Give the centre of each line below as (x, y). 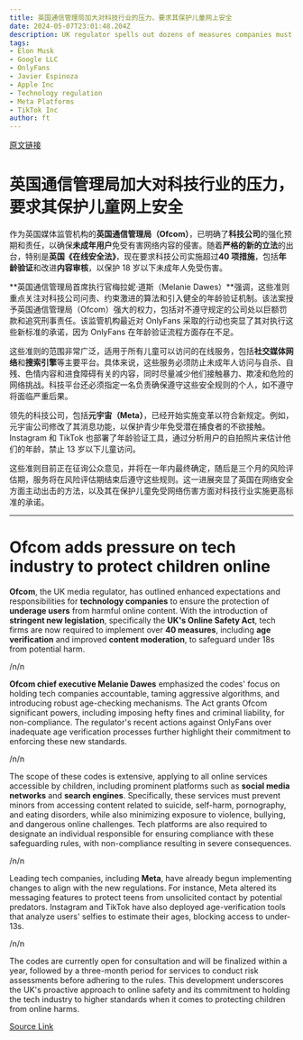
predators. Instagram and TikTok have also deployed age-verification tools (147, 907)
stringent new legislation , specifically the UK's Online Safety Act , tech (143, 620)
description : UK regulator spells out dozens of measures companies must (151, 34)
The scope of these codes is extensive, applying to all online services (138, 776)
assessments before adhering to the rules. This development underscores (147, 980)
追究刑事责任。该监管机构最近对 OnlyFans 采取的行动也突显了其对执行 (155, 321)
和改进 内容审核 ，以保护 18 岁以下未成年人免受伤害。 (130, 268)
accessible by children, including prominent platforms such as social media (150, 786)
